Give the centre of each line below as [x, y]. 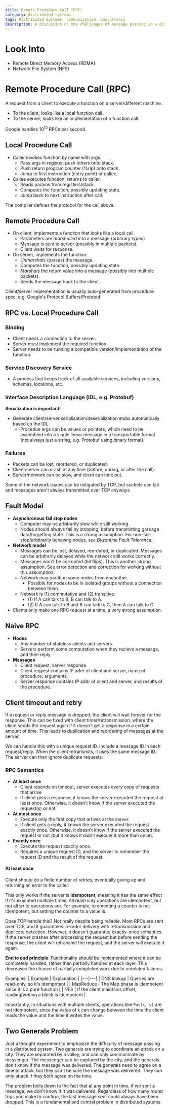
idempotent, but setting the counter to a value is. [56, 911]
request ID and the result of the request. [62, 857]
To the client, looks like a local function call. [58, 113]
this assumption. [37, 572]
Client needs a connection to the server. [54, 339]
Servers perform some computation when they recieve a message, [90, 649]
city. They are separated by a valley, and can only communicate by [75, 1054]
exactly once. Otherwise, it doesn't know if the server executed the [90, 830]
